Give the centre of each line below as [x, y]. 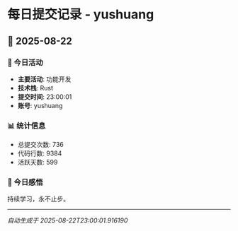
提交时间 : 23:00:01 [45, 97]
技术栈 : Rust [35, 88]
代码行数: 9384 [40, 153]
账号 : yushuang [40, 105]
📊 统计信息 [27, 126]
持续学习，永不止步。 [38, 199]
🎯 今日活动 [25, 62]
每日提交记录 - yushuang [81, 14]
